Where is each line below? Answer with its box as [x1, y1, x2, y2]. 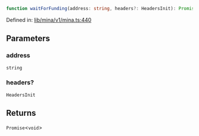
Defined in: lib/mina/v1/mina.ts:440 [6, 16, 92, 23]
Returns [6, 108, 37, 118]
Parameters [6, 33, 50, 44]
